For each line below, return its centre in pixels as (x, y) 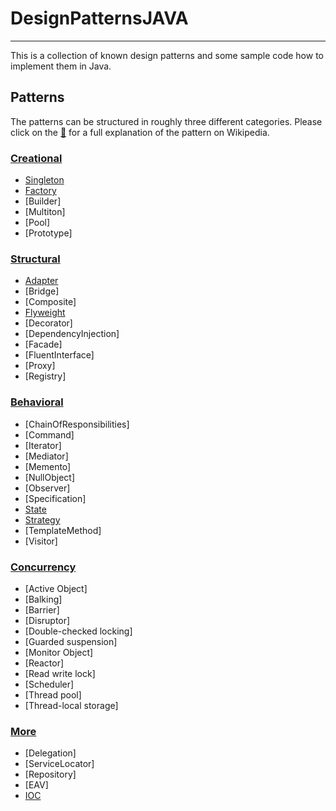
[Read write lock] (60, 673)
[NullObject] (50, 477)
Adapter (41, 281)
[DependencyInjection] (72, 334)
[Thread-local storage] (71, 705)
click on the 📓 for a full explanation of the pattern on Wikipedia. (140, 132)
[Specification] (55, 498)
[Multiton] (45, 212)
